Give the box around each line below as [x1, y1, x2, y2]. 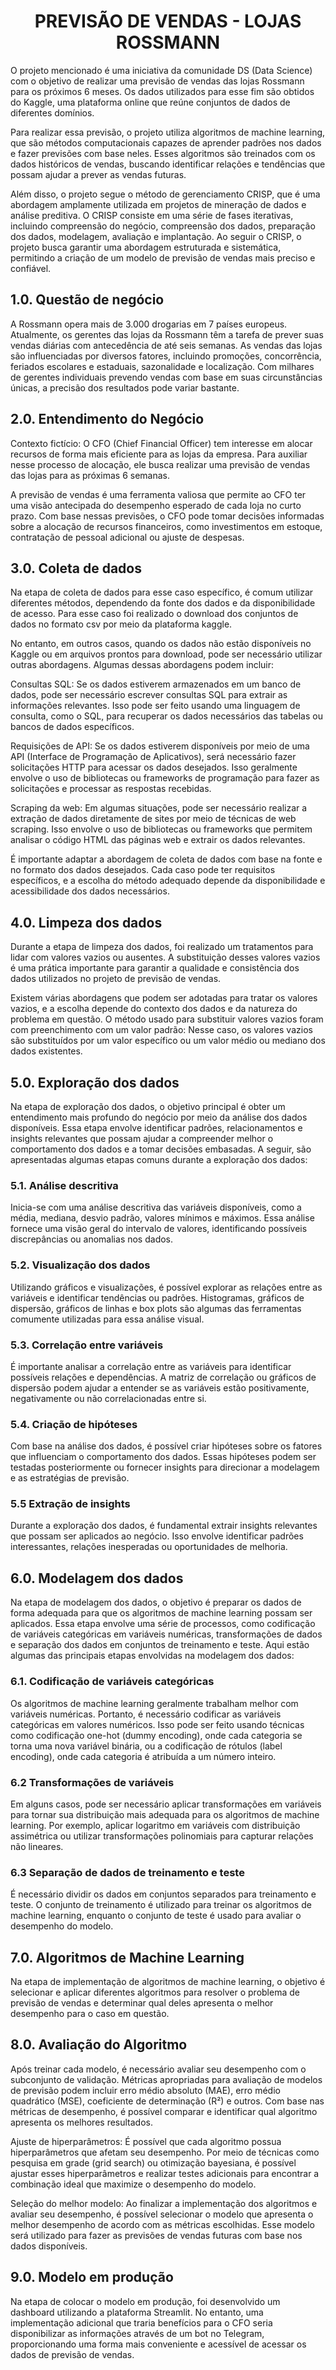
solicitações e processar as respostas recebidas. [10, 783, 212, 795]
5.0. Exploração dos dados [10, 1074, 180, 1091]
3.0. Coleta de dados [10, 560, 142, 577]
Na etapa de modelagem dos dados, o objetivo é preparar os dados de [10, 1596, 302, 1609]
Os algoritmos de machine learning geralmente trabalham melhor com [10, 1697, 299, 1709]
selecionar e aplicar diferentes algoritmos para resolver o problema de [10, 1986, 300, 1998]
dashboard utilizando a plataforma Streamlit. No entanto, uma [10, 2306, 264, 2318]
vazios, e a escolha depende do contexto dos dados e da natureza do [10, 1003, 298, 1015]
